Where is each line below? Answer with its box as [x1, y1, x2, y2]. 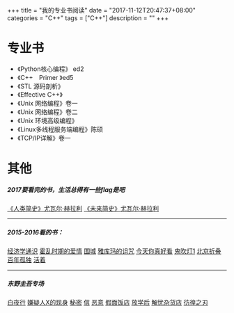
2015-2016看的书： [7, 228, 64, 236]
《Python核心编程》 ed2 [17, 65, 84, 73]
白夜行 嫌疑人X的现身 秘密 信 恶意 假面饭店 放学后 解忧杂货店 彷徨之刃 [7, 298, 209, 307]
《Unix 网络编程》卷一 [17, 99, 78, 107]
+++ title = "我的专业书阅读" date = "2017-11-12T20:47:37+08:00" [7, 6, 196, 14]
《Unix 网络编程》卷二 [17, 107, 78, 116]
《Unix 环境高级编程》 [17, 116, 78, 125]
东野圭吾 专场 [7, 279, 44, 287]
